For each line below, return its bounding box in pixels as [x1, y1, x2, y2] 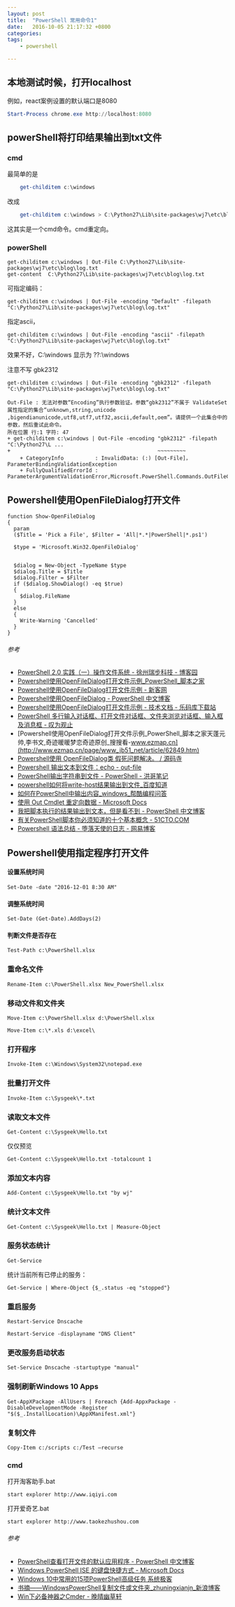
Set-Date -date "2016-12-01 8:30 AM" [7, 884, 117, 891]
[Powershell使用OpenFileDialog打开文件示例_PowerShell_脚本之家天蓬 [17, 729, 220, 738]
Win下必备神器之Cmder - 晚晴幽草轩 [17, 1592, 122, 1601]
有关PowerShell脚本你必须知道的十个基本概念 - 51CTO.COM [17, 815, 190, 824]
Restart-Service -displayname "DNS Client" [7, 1330, 136, 1338]
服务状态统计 [7, 1241, 51, 1250]
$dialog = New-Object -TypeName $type [13, 562, 127, 570]
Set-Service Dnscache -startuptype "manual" [7, 1364, 139, 1372]
